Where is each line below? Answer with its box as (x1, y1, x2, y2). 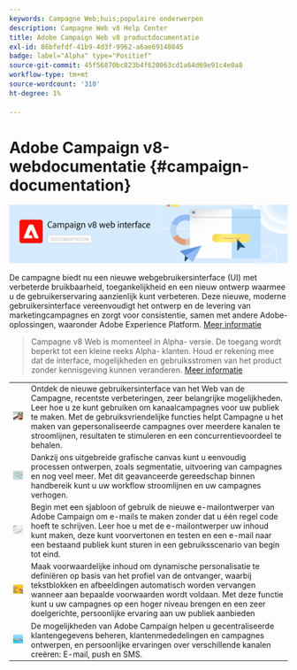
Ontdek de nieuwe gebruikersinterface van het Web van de (30, 383, 246, 394)
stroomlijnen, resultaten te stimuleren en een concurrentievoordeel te (30, 430, 282, 441)
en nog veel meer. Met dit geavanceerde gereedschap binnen (30, 470, 255, 481)
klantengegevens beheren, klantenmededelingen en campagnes (30, 629, 265, 641)
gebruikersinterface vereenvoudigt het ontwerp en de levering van (9, 300, 252, 311)
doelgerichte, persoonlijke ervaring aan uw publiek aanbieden (30, 608, 255, 619)
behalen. (30, 439, 63, 451)
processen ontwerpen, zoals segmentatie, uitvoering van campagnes (30, 461, 283, 472)
